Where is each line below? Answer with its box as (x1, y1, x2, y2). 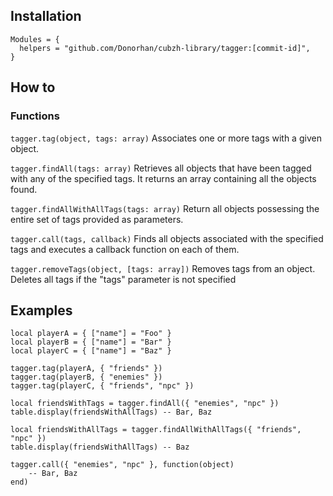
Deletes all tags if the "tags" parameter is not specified (10, 273, 237, 285)
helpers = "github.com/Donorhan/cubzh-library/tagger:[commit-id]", (19, 43, 311, 53)
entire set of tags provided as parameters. (10, 213, 184, 225)
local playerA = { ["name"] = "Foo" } (10, 329, 172, 339)
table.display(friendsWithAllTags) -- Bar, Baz (10, 407, 213, 418)
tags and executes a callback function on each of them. (10, 243, 240, 255)
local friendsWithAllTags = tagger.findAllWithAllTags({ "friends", (10, 425, 302, 435)
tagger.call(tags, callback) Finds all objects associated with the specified (10, 232, 324, 244)
